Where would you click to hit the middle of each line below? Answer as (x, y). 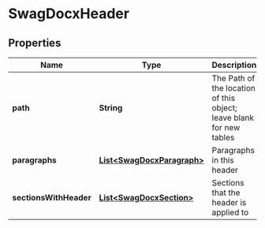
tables (223, 137)
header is (229, 202)
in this (223, 160)
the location (234, 88)
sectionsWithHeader (52, 198)
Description (234, 65)
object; (225, 108)
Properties (35, 43)
